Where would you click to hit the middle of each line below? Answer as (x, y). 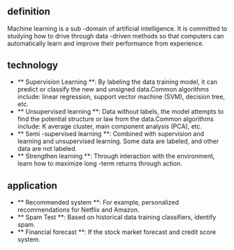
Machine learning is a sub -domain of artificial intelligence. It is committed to (117, 28)
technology (32, 65)
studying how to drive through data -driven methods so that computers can (116, 36)
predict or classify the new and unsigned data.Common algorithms (113, 89)
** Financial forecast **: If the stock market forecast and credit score (117, 232)
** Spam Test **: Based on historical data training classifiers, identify (117, 217)
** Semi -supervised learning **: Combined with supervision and (111, 134)
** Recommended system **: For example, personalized (98, 203)
